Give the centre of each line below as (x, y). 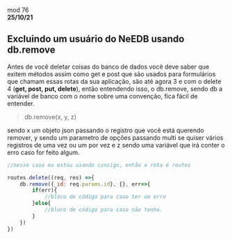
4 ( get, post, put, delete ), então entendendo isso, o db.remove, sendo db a (115, 89)
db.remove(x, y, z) (50, 116)
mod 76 (18, 10)
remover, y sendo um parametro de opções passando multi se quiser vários (115, 137)
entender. (21, 103)
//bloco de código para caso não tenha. (103, 210)
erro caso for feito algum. (43, 152)
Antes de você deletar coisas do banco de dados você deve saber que (108, 67)
